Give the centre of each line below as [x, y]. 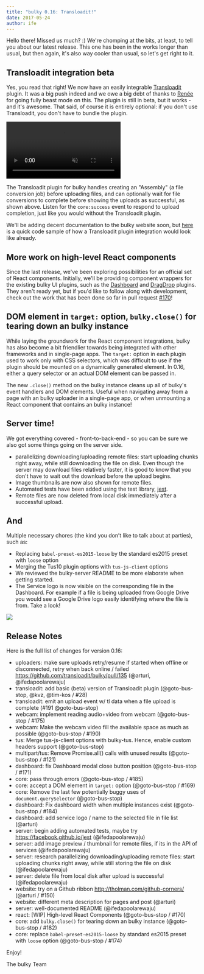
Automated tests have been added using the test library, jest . [92, 489]
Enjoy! [14, 953]
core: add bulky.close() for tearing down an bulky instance [90, 921]
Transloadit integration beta [60, 73]
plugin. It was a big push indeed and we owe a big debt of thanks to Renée [100, 94]
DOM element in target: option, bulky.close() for [101, 317]
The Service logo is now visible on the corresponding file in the [94, 586]
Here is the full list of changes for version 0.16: [65, 651]
